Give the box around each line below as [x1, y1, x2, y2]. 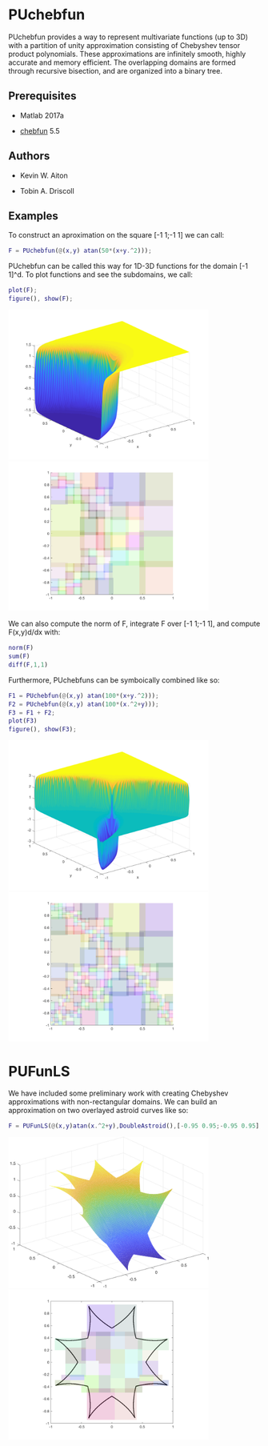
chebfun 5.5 [19, 126, 60, 135]
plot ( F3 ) [8, 717, 38, 725]
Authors [8, 150, 50, 163]
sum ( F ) [8, 652, 30, 661]
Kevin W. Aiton [19, 170, 68, 180]
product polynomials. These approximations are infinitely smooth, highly [8, 49, 246, 58]
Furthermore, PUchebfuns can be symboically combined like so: [8, 675, 220, 685]
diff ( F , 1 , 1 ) [8, 660, 48, 669]
